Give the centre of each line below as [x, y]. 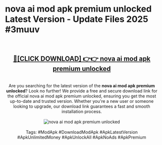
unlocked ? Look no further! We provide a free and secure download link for [82, 91]
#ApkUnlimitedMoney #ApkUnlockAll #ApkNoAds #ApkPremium [82, 137]
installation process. [82, 111]
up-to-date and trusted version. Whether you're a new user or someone [82, 101]
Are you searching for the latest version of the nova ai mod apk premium [82, 85]
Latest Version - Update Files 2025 [77, 19]
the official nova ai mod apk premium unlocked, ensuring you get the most [82, 96]
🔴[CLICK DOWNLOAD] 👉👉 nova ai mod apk [82, 59]
